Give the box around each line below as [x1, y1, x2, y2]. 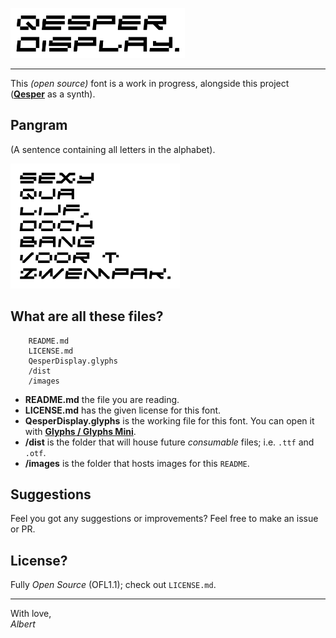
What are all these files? [10, 308, 164, 325]
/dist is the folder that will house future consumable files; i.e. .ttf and [24, 436, 315, 448]
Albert [10, 618, 36, 630]
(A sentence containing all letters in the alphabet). [10, 143, 216, 155]
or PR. [10, 523, 36, 535]
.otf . [24, 446, 47, 458]
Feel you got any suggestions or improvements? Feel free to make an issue [10, 513, 319, 525]
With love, [10, 608, 52, 620]
